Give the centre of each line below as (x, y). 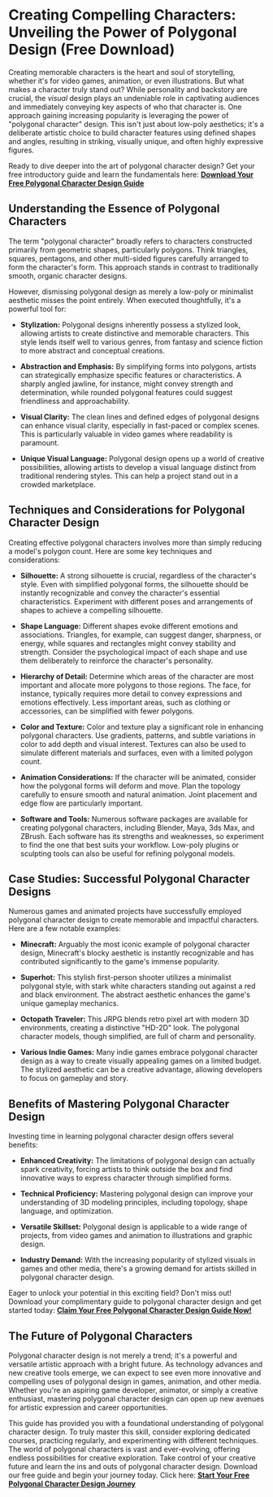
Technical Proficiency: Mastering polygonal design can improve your (136, 1194)
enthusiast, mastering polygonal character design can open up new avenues (136, 1399)
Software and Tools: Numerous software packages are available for (134, 819)
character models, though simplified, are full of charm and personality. (138, 1037)
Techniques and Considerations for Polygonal (127, 510)
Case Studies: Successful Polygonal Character (129, 878)
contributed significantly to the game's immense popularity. (120, 962)
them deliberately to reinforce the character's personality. (117, 661)
